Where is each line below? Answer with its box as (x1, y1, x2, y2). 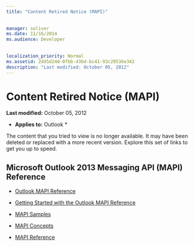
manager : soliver (6, 25, 50, 32)
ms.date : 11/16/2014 (6, 31, 58, 37)
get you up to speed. (6, 145, 57, 152)
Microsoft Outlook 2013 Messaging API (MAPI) (6, 162, 183, 173)
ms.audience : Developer (6, 36, 66, 42)
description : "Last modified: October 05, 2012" (6, 64, 130, 70)
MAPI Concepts (14, 222, 54, 229)
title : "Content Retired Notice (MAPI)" (6, 8, 109, 15)
